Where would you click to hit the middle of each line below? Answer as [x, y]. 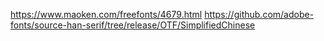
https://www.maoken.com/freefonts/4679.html [106, 14]
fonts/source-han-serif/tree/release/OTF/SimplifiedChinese [133, 25]
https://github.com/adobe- [259, 14]
